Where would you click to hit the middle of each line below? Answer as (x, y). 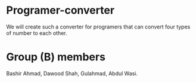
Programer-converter (60, 10)
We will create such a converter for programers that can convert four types (98, 27)
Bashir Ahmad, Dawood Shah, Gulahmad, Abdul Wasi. (72, 73)
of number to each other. (37, 33)
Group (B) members (56, 57)
